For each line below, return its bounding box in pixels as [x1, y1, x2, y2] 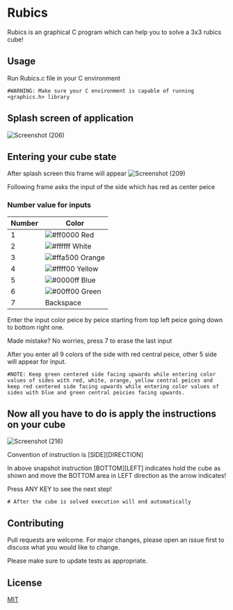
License [7, 577, 42, 588]
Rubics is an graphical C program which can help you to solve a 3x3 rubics [7, 28, 222, 36]
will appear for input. [7, 357, 67, 366]
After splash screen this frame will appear [7, 169, 127, 178]
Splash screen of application [7, 113, 134, 125]
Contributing [7, 517, 64, 529]
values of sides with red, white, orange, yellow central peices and [7, 377, 214, 384]
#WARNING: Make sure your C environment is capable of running [7, 87, 195, 95]
